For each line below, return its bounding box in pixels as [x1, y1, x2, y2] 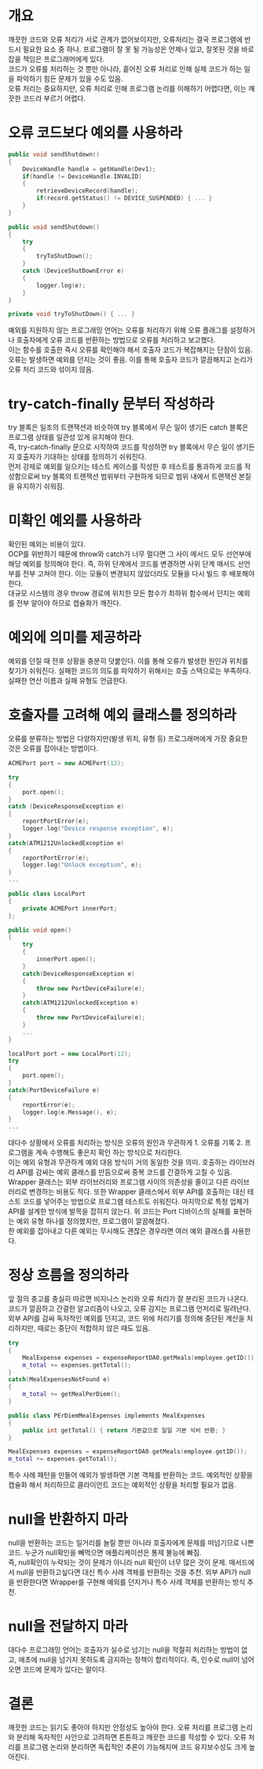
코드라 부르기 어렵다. [22, 93, 86, 103]
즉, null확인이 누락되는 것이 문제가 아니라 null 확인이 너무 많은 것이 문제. [8, 1558, 228, 1567]
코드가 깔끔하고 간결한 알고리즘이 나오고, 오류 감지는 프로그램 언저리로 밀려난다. [8, 1304, 251, 1313]
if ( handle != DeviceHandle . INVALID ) [22, 172, 143, 181]
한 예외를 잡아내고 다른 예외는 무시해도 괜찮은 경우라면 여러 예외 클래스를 [8, 1226, 230, 1236]
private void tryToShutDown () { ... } [8, 310, 135, 318]
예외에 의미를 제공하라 [8, 629, 141, 646]
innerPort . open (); [36, 955, 97, 963]
